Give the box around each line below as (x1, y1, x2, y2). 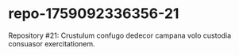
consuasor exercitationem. (8, 38, 95, 48)
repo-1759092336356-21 (8, 5, 179, 23)
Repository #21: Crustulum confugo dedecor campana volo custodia (8, 31, 232, 40)
